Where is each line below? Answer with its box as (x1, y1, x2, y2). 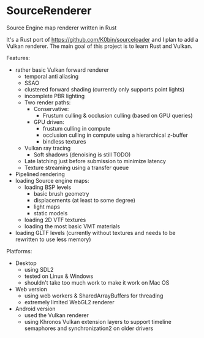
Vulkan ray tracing (24, 144, 71, 152)
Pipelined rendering (15, 170, 66, 178)
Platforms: (6, 247, 32, 255)
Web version (15, 285, 48, 293)
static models (33, 209, 68, 217)
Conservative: (33, 105, 69, 112)
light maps (33, 203, 60, 210)
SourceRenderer (6, 4, 92, 18)
